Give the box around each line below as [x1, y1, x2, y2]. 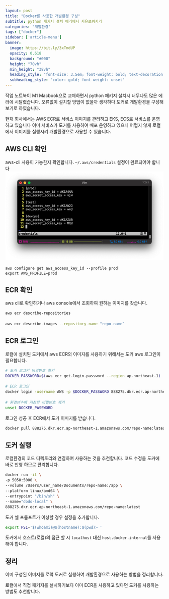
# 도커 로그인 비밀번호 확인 [5, 368, 55, 373]
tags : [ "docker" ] [5, 29, 42, 35]
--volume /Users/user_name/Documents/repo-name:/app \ [5, 483, 123, 488]
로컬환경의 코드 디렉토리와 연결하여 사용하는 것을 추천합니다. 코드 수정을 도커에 [5, 455, 160, 462]
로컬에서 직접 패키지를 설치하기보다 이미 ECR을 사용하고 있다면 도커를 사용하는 [5, 582, 159, 588]
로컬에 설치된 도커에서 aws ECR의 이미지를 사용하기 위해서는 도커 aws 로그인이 [5, 351, 161, 357]
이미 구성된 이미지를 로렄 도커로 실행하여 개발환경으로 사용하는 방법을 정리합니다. [5, 571, 164, 578]
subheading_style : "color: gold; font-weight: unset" [10, 77, 125, 83]
